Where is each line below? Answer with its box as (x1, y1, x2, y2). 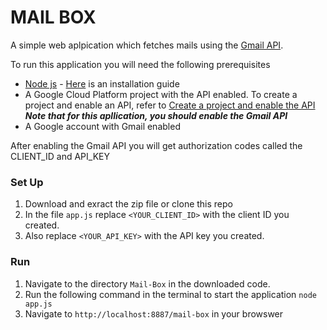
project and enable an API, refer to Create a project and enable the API (24, 99, 316, 111)
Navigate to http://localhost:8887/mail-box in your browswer (24, 307, 284, 320)
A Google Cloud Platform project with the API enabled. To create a (24, 88, 298, 100)
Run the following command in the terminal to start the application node (24, 288, 317, 300)
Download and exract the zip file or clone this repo (24, 198, 233, 210)
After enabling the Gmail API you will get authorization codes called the (10, 139, 303, 151)
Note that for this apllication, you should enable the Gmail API (24, 109, 288, 121)
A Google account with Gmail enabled (24, 120, 181, 132)
